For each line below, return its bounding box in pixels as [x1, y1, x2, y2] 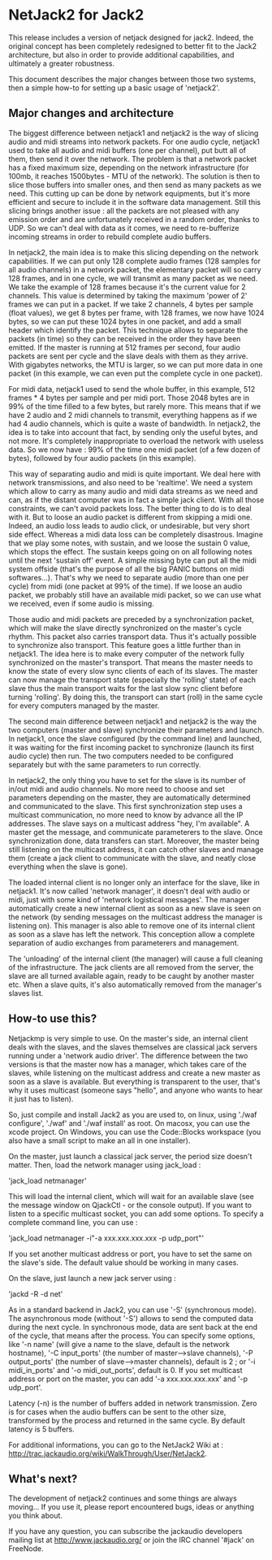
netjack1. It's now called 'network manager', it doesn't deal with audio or [8, 886, 250, 896]
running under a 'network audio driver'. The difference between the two [8, 1050, 248, 1060]
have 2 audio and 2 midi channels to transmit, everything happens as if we [8, 410, 257, 419]
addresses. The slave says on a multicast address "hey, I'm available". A [8, 819, 250, 828]
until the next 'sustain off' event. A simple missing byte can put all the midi [8, 555, 257, 565]
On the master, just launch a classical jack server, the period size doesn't [8, 1151, 253, 1161]
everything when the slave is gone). [8, 862, 128, 871]
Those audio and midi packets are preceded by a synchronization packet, [8, 614, 254, 624]
